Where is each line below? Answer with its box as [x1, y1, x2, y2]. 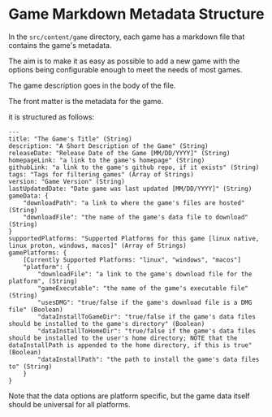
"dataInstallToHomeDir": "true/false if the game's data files [37, 327, 256, 335]
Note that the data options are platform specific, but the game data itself [8, 391, 250, 401]
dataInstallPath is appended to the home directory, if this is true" [8, 341, 253, 350]
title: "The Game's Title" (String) [8, 135, 132, 143]
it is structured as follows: [8, 111, 95, 122]
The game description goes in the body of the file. [8, 80, 176, 90]
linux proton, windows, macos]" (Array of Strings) [8, 241, 187, 250]
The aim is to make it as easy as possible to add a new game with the [8, 56, 240, 66]
